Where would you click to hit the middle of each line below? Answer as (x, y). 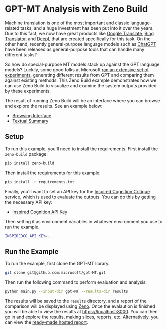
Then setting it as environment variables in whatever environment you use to (84, 221)
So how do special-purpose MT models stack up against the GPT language (82, 64)
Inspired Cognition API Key (40, 212)
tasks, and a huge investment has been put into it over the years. (87, 28)
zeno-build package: (27, 154)
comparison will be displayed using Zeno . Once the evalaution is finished (80, 306)
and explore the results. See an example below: (54, 106)
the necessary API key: (29, 202)
